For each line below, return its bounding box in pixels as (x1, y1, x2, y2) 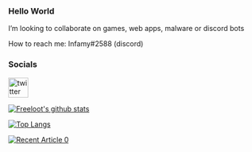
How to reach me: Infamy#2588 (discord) (8, 39, 144, 49)
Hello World (8, 6, 55, 17)
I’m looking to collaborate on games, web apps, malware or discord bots (8, 24, 245, 33)
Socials (8, 59, 37, 70)
